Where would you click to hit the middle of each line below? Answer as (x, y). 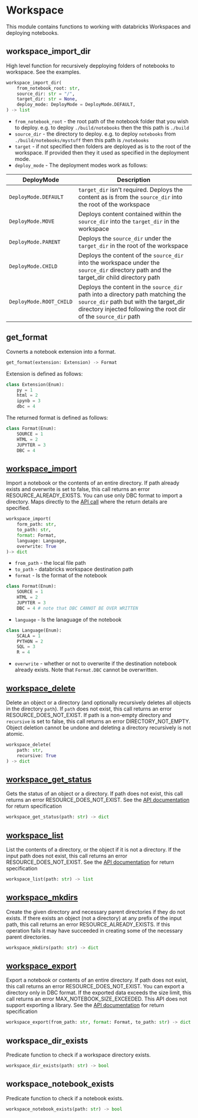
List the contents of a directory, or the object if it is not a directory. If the (93, 849)
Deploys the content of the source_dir (131, 255)
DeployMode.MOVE (32, 221)
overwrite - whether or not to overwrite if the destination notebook (95, 663)
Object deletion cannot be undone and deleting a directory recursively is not (99, 727)
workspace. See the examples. (44, 72)
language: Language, (42, 541)
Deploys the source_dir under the (125, 238)
